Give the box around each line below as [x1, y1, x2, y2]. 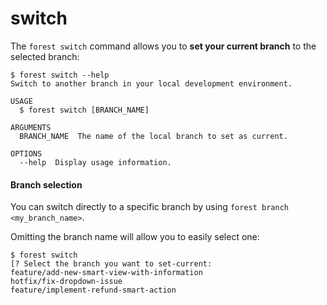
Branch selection [10, 178, 83, 191]
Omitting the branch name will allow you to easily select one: [10, 231, 260, 243]
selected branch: [10, 50, 80, 62]
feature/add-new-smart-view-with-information [10, 268, 203, 278]
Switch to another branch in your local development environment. [10, 78, 293, 89]
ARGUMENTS [10, 122, 52, 132]
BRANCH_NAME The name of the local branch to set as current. [19, 131, 288, 141]
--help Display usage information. [19, 157, 172, 167]
